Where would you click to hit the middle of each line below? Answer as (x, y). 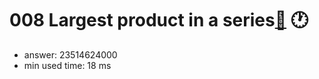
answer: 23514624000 (70, 54)
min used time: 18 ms (67, 65)
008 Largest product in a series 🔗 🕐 (159, 20)
